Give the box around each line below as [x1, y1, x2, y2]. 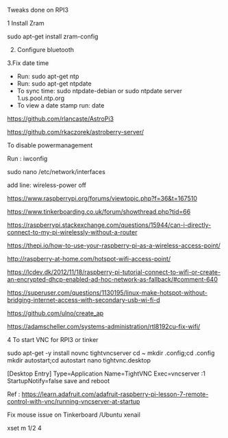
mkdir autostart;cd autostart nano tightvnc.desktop [7, 356, 151, 364]
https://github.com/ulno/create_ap [7, 309, 104, 317]
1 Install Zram [7, 19, 45, 27]
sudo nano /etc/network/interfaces [7, 168, 106, 175]
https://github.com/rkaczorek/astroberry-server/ [7, 128, 144, 136]
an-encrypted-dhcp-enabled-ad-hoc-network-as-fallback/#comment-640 [7, 276, 218, 283]
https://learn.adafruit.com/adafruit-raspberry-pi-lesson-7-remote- [21, 390, 209, 398]
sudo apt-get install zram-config [7, 32, 99, 40]
